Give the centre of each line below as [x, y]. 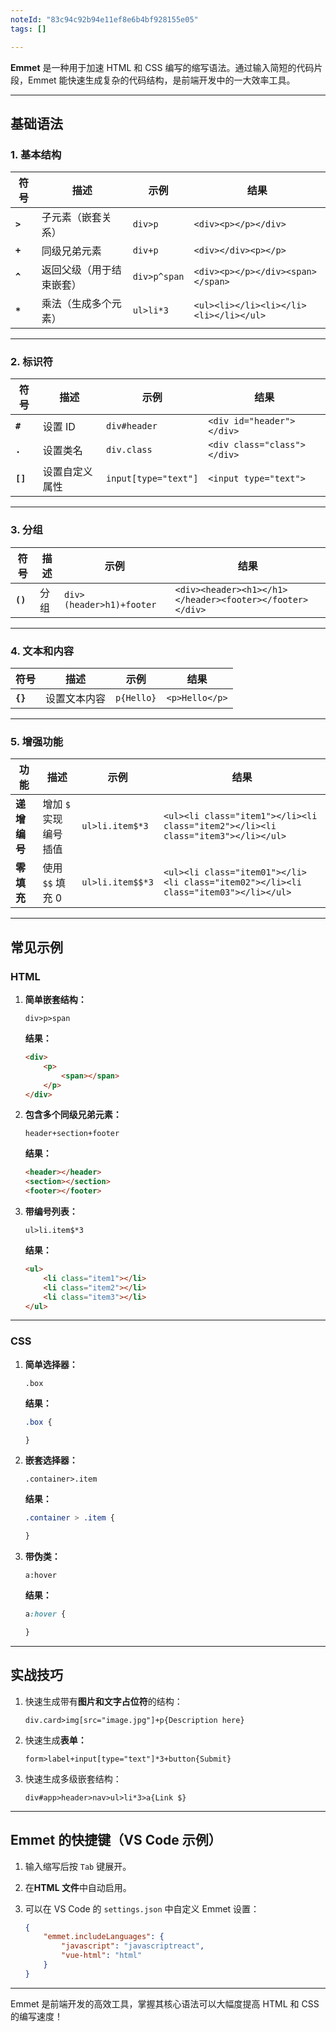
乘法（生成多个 [76, 304]
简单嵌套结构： [55, 1000]
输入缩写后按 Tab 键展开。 [78, 1866]
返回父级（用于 [76, 270]
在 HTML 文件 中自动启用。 [78, 1887]
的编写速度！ [36, 2016]
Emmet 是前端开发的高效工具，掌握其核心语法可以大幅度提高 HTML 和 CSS [165, 2003]
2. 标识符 [32, 362]
